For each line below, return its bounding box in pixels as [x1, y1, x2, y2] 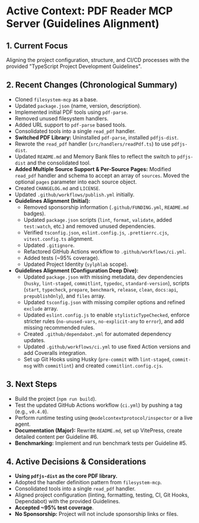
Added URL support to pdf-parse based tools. [14, 121, 127, 128]
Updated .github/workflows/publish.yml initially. [14, 191, 135, 198]
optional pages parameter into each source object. [14, 178, 137, 185]
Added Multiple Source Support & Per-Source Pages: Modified [14, 165, 171, 172]
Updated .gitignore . [23, 242, 75, 249]
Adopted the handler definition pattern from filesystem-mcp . [14, 479, 162, 486]
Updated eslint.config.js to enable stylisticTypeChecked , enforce [23, 311, 190, 318]
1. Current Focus [6, 41, 68, 51]
